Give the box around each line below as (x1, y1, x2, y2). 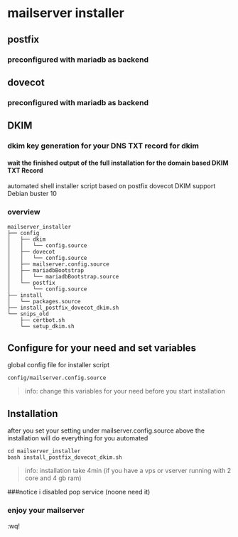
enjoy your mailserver (7, 506, 85, 516)
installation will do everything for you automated (7, 434, 148, 443)
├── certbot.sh (20, 316, 65, 324)
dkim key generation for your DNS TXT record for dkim (7, 141, 199, 151)
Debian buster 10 (7, 190, 57, 198)
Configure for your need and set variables (7, 342, 197, 354)
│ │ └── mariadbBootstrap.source (7, 273, 119, 280)
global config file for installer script (7, 361, 110, 369)
